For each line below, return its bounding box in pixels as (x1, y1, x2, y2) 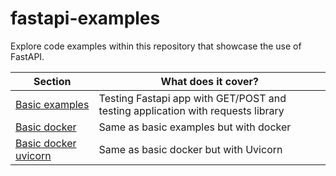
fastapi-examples (10, 7, 161, 30)
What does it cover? (160, 74, 259, 88)
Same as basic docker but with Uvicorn (98, 142, 283, 156)
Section (33, 74, 72, 88)
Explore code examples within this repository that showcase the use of (10, 40, 302, 52)
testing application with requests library (98, 103, 285, 117)
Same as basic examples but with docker (98, 120, 292, 134)
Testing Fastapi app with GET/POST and (98, 91, 287, 105)
